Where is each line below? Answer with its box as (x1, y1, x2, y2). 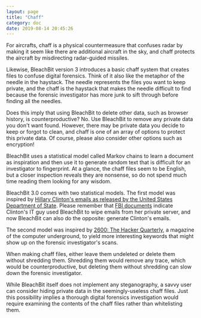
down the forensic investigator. (6, 270, 83, 277)
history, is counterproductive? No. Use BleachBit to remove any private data (6, 116, 193, 123)
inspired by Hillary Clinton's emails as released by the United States (6, 196, 173, 203)
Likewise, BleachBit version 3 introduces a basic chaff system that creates (6, 66, 190, 73)
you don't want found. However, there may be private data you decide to (6, 122, 185, 129)
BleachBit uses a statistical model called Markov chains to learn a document (6, 153, 194, 160)
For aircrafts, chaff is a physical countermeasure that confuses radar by (6, 42, 183, 49)
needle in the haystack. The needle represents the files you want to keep (6, 79, 185, 86)
